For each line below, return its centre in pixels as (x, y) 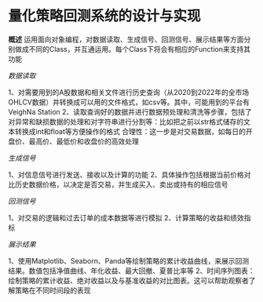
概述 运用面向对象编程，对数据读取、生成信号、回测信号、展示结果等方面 (126, 39)
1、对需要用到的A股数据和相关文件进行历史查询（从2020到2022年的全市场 (129, 92)
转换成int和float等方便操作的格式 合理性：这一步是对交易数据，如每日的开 (133, 131)
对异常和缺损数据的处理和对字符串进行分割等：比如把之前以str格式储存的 (126, 122)
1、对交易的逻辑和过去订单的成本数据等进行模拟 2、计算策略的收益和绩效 (126, 217)
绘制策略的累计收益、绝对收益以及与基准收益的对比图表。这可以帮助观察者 (128, 280)
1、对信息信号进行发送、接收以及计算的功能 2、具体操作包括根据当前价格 (126, 174)
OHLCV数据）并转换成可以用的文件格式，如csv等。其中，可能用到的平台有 (129, 102)
